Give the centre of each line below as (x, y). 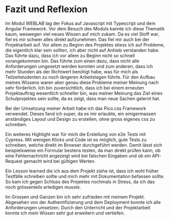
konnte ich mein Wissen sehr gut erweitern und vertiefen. (65, 213)
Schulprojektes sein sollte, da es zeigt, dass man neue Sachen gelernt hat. (83, 98)
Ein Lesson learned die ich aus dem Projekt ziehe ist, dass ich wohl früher (82, 171)
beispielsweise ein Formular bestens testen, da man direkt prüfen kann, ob (83, 150)
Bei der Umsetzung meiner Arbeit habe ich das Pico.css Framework (76, 108)
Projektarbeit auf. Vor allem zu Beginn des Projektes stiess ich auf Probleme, (85, 45)
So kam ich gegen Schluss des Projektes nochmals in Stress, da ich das (80, 182)
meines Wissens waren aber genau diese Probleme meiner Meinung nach (82, 82)
